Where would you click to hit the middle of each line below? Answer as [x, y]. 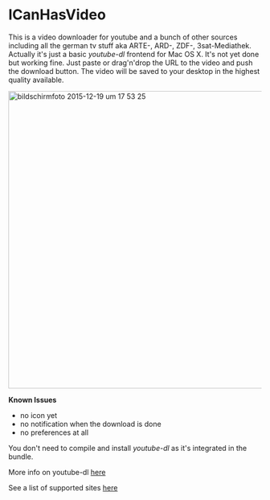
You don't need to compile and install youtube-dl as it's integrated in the [128, 448]
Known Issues [33, 400]
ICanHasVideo [57, 15]
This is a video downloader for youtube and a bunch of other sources [123, 37]
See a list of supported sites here [63, 487]
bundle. [21, 457]
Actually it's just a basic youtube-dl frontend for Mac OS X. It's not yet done [134, 54]
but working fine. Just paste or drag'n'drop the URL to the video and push [131, 63]
